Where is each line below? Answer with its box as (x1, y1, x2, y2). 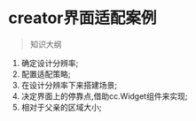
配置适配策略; (20, 68, 72, 79)
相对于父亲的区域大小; (20, 102, 103, 112)
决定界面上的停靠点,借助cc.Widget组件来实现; (20, 90, 188, 102)
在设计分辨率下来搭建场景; (20, 79, 118, 90)
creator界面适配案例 (8, 8, 157, 28)
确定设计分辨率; (20, 57, 79, 68)
